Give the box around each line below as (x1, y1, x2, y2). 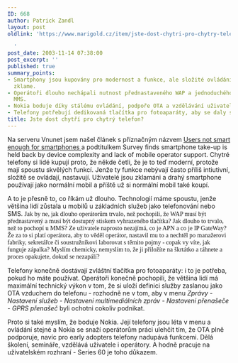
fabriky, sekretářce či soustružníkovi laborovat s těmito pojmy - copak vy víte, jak (7, 239, 210, 246)
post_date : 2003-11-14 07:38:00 (7, 50, 103, 57)
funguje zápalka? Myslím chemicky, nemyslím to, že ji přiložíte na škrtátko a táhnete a (7, 246, 223, 253)
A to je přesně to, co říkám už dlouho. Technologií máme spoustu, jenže (7, 194, 217, 202)
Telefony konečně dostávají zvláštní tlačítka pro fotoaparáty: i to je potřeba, (7, 266, 227, 274)
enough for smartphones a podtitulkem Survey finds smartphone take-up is (7, 143, 228, 151)
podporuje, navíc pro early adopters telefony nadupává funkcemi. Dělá (7, 332, 214, 341)
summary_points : (7, 69, 55, 77)
